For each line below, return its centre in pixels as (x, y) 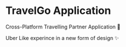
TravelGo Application (58, 11)
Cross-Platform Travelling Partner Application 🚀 (63, 27)
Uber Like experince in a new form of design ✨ (62, 38)
